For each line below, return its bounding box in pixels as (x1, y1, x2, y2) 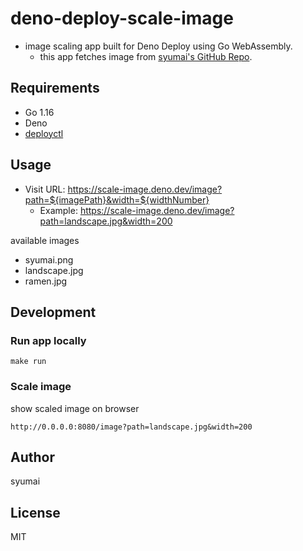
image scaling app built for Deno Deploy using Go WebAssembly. (24, 40, 293, 52)
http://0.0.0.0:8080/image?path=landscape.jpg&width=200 (10, 422, 253, 432)
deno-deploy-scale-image (10, 7, 234, 30)
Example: (39, 204, 78, 216)
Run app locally (10, 333, 87, 347)
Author (10, 448, 55, 466)
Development (10, 303, 97, 321)
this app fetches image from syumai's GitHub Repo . (39, 50, 253, 62)
